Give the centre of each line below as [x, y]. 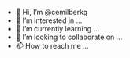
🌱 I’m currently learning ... [58, 29]
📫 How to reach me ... [52, 46]
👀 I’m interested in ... [49, 20]
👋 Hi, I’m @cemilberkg [52, 12]
